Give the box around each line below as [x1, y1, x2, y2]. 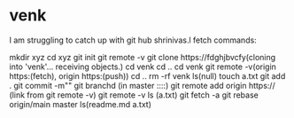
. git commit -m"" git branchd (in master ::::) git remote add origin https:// [9, 80, 276, 90]
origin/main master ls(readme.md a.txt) [9, 98, 152, 109]
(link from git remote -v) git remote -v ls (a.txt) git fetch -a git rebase [9, 90, 259, 100]
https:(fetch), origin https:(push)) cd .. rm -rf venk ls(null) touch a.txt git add [9, 70, 286, 81]
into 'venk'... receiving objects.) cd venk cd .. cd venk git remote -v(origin [9, 61, 277, 72]
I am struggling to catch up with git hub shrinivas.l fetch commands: [9, 35, 257, 45]
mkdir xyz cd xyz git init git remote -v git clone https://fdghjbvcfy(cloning [9, 51, 276, 62]
